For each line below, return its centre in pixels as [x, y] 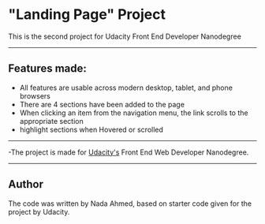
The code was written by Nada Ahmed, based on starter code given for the [130, 203]
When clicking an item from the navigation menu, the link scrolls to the [134, 113]
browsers [35, 95]
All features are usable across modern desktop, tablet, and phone [126, 88]
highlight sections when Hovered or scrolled [91, 129]
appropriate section [52, 121]
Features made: [47, 69]
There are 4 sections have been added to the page [102, 104]
